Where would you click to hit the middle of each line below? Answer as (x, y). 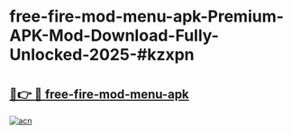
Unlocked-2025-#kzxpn (102, 55)
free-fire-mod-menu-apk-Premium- (146, 17)
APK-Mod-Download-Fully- (114, 36)
